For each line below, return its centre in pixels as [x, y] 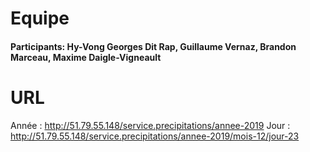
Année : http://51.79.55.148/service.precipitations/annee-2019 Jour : [150, 125]
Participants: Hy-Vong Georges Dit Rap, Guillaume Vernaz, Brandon [153, 46]
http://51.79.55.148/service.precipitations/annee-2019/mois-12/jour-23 [155, 136]
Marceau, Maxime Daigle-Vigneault [86, 57]
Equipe [40, 18]
